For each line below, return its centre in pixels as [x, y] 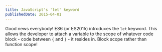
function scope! [21, 44]
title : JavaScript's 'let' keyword [42, 10]
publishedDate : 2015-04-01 [33, 14]
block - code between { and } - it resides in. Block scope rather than [76, 39]
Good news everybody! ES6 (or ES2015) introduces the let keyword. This [81, 28]
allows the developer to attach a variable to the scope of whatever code [79, 34]
